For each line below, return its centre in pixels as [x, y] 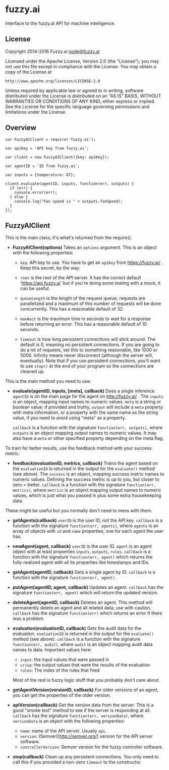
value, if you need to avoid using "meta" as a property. [69, 418]
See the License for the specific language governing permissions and [77, 107]
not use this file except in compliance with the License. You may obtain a [81, 66]
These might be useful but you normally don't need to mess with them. [79, 510]
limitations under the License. [36, 112]
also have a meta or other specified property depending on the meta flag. [88, 438]
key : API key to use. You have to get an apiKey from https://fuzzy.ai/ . [91, 263]
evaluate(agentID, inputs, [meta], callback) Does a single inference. [84, 391]
